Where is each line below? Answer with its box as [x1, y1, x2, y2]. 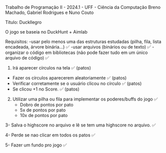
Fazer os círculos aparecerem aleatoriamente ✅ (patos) [12, 75, 127, 80]
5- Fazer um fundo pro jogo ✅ [5, 142, 67, 148]
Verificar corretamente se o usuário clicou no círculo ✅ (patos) [12, 80, 142, 86]
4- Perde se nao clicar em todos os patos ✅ [5, 132, 95, 138]
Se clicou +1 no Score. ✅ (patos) [12, 86, 80, 92]
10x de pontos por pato [19, 112, 68, 118]
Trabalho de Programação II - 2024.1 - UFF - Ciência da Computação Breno [5, 4, 161, 10]
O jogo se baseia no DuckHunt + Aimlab [5, 29, 87, 34]
